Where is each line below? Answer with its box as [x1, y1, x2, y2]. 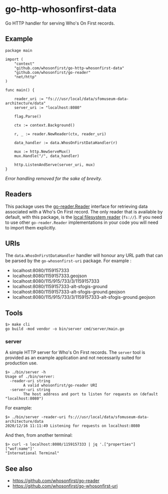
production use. [5, 360, 38, 366]
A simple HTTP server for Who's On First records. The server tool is [5, 349, 145, 355]
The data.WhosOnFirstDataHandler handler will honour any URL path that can [5, 253, 163, 259]
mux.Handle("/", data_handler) [14, 153, 80, 159]
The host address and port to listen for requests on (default [23, 392, 158, 397]
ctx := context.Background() [14, 122, 75, 128]
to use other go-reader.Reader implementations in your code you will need [5, 219, 158, 225]
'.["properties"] [99, 442, 136, 447]
